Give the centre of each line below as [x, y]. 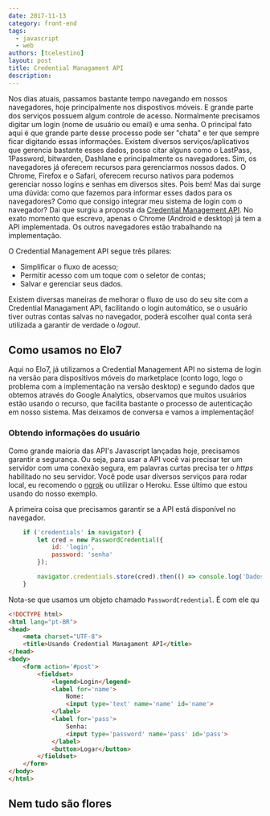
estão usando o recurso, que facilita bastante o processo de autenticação [131, 404]
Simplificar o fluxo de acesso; [69, 266]
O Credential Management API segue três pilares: [90, 251]
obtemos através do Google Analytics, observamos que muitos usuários [127, 395]
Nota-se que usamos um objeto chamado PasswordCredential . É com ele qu [134, 600]
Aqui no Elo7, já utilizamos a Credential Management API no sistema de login [135, 369]
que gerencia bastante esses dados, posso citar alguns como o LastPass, [130, 150]
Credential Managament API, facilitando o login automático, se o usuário [128, 307]
